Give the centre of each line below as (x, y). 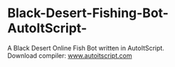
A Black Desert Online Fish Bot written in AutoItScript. (86, 48)
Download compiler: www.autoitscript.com (70, 56)
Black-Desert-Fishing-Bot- (88, 13)
